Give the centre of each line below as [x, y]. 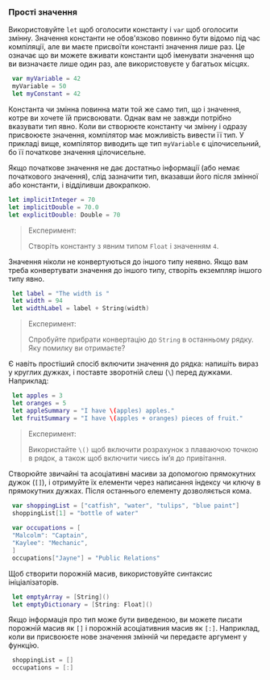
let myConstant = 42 [46, 94]
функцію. [24, 645]
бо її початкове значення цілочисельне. [77, 152]
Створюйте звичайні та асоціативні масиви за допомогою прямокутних [132, 473]
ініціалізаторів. [33, 582]
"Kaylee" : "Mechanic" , [50, 544]
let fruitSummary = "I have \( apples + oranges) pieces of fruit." [127, 418]
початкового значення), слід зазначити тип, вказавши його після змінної [133, 176]
